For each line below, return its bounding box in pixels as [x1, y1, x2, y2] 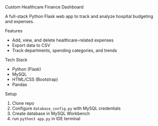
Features [5, 28, 23, 33]
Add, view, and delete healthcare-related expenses [12, 37, 114, 43]
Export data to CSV [12, 42, 51, 48]
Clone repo [12, 100, 35, 106]
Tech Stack [5, 57, 28, 62]
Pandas [12, 82, 28, 87]
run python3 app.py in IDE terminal [12, 116, 81, 121]
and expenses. [5, 19, 35, 24]
